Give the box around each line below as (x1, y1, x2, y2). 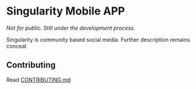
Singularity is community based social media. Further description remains (6, 36, 190, 43)
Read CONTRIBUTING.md (6, 76, 71, 83)
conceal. (6, 42, 29, 50)
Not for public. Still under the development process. (6, 24, 135, 31)
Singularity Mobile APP (6, 4, 126, 18)
